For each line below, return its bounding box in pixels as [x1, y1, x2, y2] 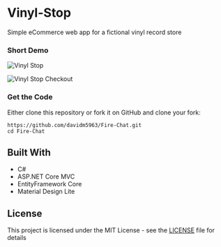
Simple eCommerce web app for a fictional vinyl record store [7, 28, 182, 36]
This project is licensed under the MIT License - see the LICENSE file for [7, 226, 215, 234]
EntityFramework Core [17, 180, 82, 188]
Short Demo [7, 45, 49, 55]
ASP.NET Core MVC [17, 172, 75, 181]
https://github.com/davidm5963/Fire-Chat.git [7, 121, 142, 128]
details [7, 234, 26, 242]
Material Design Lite [17, 187, 75, 196]
